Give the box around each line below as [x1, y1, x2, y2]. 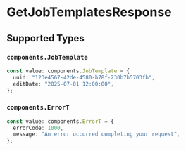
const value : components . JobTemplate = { [6, 67, 130, 74]
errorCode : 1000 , [13, 124, 64, 131]
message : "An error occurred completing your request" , [13, 131, 180, 138]
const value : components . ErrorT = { [6, 117, 114, 125]
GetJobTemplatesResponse [6, 4, 172, 20]
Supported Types [6, 32, 85, 44]
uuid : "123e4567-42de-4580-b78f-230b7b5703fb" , [13, 74, 156, 81]
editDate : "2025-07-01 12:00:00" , [13, 80, 114, 88]
